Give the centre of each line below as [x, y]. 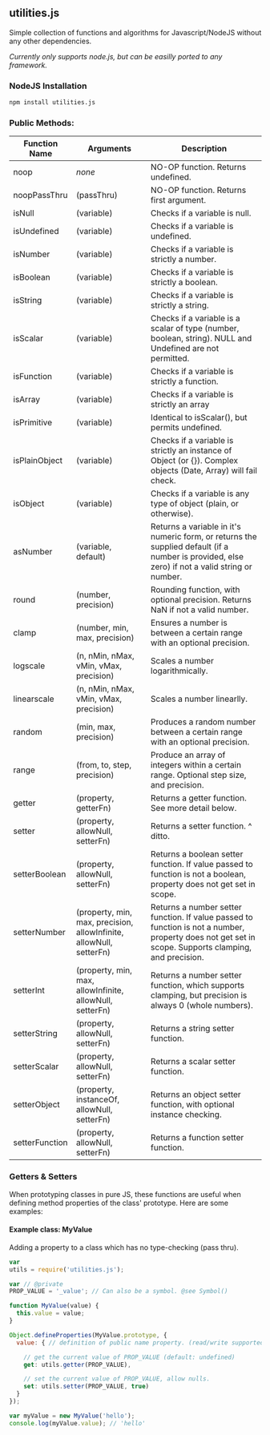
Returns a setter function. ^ [201, 826]
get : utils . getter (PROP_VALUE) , [77, 1364]
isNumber [32, 254]
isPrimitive [33, 422]
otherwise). [172, 514]
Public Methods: [42, 123]
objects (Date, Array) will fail [204, 470]
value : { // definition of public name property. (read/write [122, 1342]
